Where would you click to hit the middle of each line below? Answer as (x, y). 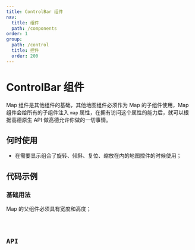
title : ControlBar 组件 (35, 12)
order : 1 (17, 34)
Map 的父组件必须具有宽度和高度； (49, 209)
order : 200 (25, 56)
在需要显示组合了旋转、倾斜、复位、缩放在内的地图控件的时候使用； (98, 156)
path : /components (34, 28)
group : (14, 39)
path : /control (30, 45)
